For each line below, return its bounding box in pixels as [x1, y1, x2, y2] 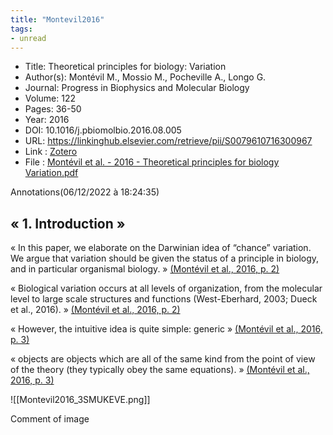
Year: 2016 [24, 114, 70, 126]
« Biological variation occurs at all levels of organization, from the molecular [10, 282, 323, 295]
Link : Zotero [24, 146, 78, 158]
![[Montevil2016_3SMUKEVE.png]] [10, 394, 151, 406]
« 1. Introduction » [10, 215, 126, 232]
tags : [10, 24, 33, 34]
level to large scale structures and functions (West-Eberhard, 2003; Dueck [10, 293, 318, 305]
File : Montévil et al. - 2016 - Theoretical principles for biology [24, 156, 280, 168]
